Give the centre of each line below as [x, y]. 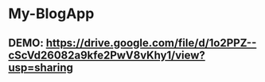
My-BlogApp [51, 14]
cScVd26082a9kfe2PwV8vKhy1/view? [107, 55]
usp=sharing [41, 67]
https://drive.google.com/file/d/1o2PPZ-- [151, 43]
